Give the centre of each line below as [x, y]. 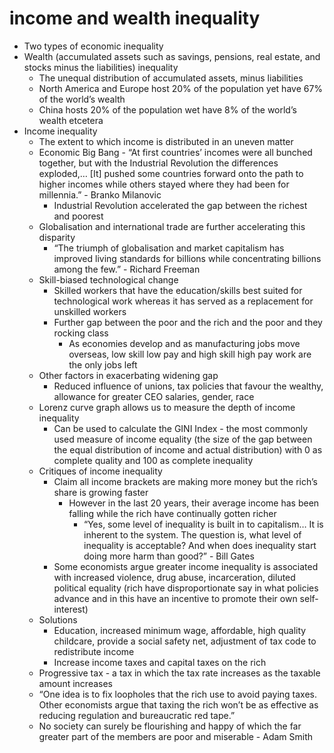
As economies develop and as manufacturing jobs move [184, 343]
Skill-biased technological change [108, 279]
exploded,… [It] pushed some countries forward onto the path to [171, 173]
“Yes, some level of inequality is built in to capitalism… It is [203, 524]
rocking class [81, 333]
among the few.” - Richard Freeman [127, 269]
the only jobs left [103, 364]
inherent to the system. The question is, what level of [192, 534]
